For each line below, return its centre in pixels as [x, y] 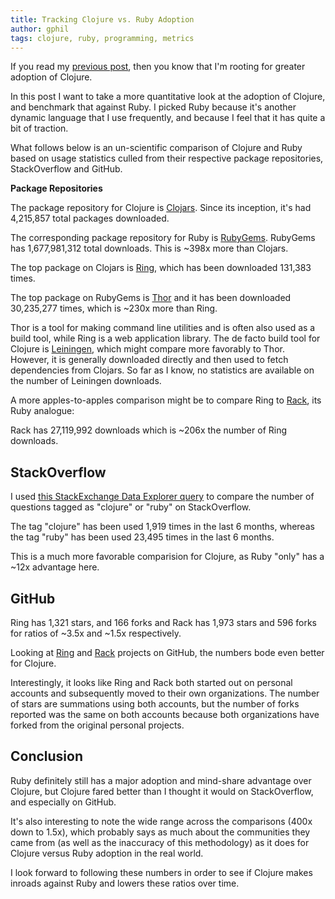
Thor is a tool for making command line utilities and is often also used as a [163, 328]
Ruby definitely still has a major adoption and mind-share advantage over [161, 780]
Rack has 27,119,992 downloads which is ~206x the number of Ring [149, 430]
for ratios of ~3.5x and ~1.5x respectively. [96, 633]
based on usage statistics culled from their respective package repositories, [167, 158]
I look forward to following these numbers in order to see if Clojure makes [161, 872]
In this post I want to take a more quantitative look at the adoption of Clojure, [168, 97]
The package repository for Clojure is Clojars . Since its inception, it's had [161, 208]
